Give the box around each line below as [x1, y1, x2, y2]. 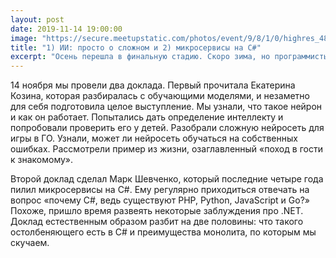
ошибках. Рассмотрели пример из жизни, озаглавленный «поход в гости [10, 143, 323, 155]
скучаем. [10, 237, 50, 249]
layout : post [10, 14, 65, 25]
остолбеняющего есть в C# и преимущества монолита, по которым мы [10, 226, 317, 238]
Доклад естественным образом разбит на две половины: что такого [10, 216, 304, 228]
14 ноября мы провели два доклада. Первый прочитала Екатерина [10, 79, 296, 91]
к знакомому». [10, 154, 74, 166]
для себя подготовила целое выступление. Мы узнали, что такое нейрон [10, 101, 323, 113]
